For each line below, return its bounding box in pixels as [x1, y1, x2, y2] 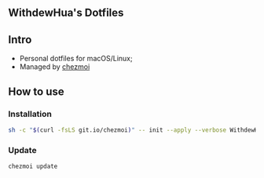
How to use [8, 85, 64, 98]
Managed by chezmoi [19, 62, 90, 71]
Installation [8, 108, 53, 119]
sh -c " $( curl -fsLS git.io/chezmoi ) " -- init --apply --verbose [8, 125, 227, 134]
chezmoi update [8, 162, 58, 171]
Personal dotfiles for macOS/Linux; [19, 54, 133, 64]
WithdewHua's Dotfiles [8, 6, 124, 20]
